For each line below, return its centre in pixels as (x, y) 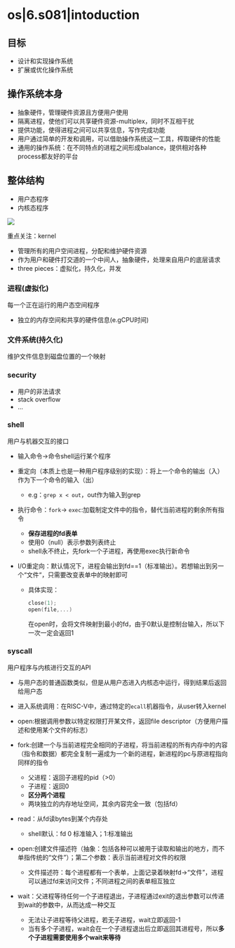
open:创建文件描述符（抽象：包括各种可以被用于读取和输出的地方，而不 (121, 848)
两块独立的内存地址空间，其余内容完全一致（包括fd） (105, 803)
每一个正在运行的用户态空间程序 (53, 305)
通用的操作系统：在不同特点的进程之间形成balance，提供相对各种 (112, 147)
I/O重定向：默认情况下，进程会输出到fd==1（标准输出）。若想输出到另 (117, 565)
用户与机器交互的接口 (38, 441)
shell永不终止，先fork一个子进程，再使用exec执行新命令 (109, 551)
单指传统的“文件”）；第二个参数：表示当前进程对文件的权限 (102, 857)
